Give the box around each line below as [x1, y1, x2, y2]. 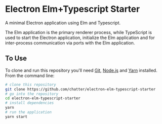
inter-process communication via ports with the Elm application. [5, 40, 135, 45]
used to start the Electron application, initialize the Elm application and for [5, 35, 155, 41]
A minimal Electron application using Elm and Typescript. [5, 20, 121, 26]
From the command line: [5, 73, 55, 79]
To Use [5, 54, 27, 63]
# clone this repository [5, 82, 56, 87]
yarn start [5, 114, 28, 119]
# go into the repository [5, 91, 58, 96]
